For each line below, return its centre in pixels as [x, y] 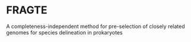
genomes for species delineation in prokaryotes [64, 32]
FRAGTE [27, 10]
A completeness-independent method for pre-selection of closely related [95, 26]
